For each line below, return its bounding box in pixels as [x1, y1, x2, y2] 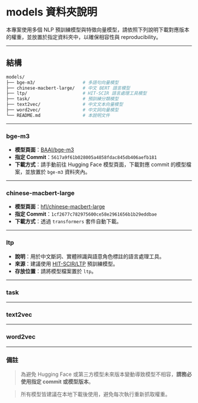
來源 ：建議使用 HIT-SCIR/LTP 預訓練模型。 [14, 260, 118, 267]
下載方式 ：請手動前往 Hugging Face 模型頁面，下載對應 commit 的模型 [14, 161, 187, 168]
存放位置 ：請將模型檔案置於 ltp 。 [14, 267, 97, 275]
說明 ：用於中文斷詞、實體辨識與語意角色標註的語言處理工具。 [14, 252, 165, 260]
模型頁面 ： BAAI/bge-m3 [14, 146, 74, 154]
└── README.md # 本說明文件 [6, 112, 110, 118]
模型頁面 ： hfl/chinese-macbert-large [14, 203, 105, 210]
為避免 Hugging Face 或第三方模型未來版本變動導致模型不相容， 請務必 [20, 370, 192, 378]
